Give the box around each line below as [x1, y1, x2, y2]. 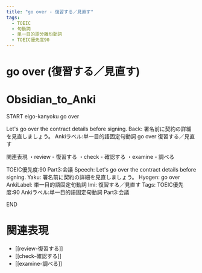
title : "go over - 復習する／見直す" [6, 8, 94, 15]
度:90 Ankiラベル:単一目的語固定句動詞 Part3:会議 [6, 188, 130, 196]
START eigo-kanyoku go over [6, 113, 80, 120]
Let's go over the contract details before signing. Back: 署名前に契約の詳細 [6, 125, 192, 133]
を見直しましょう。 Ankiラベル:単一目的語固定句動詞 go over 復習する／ [6, 133, 185, 140]
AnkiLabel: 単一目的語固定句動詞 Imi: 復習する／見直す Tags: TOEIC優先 [6, 181, 184, 188]
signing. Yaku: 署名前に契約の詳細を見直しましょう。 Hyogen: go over [6, 173, 180, 181]
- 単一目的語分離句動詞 [11, 31, 62, 37]
